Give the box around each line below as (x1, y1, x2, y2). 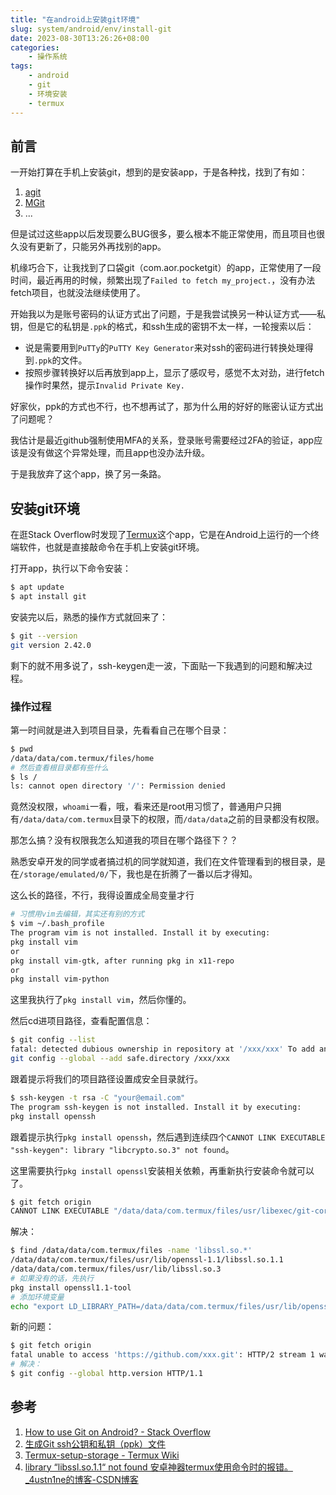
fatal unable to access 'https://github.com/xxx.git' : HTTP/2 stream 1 (10, 1350, 315, 1360)
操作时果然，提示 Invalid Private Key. (24, 379, 185, 391)
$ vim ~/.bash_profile (10, 919, 105, 929)
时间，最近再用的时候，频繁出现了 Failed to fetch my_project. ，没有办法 (10, 274, 316, 286)
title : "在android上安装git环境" (10, 14, 141, 25)
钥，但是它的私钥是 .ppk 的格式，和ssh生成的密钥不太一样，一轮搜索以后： (10, 321, 315, 333)
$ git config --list (10, 1035, 97, 1045)
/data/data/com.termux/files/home (10, 753, 155, 763)
